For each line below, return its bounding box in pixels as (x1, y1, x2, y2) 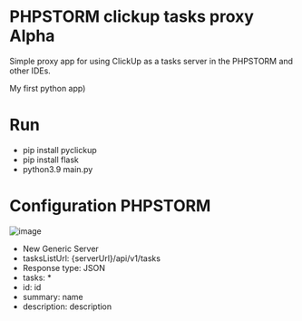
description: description (22, 301, 112, 312)
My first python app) (9, 83, 86, 93)
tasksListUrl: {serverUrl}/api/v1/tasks (22, 252, 161, 264)
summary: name (22, 291, 83, 302)
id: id (22, 281, 42, 292)
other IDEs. (9, 65, 52, 76)
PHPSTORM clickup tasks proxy (9, 6, 254, 27)
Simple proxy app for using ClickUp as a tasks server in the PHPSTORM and (9, 55, 293, 66)
